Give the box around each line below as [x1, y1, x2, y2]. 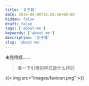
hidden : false [5, 16, 35, 21]
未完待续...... [5, 54, 31, 60]
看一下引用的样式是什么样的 [17, 64, 75, 70]
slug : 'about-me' [5, 40, 41, 45]
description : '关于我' [5, 35, 50, 40]
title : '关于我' [5, 7, 37, 12]
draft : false [5, 21, 32, 26]
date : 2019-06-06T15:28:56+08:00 [5, 12, 75, 17]
